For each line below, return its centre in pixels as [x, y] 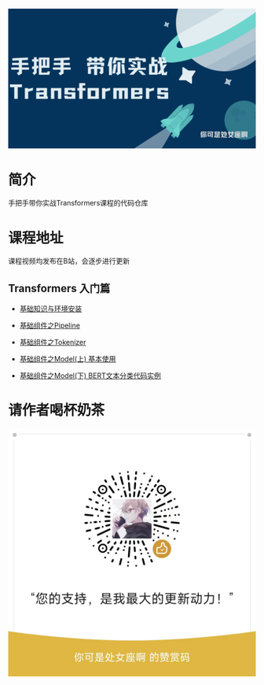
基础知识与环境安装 [51, 309]
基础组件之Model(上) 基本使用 [68, 359]
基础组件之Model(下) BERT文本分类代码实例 [90, 376]
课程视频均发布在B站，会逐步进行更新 [69, 261]
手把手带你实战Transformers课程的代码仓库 [78, 203]
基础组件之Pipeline [50, 326]
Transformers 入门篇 [59, 288]
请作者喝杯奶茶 [57, 411]
